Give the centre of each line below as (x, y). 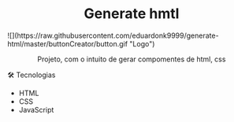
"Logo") (142, 43)
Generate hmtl (132, 14)
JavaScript (36, 109)
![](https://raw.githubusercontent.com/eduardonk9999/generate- (113, 35)
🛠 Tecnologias (32, 75)
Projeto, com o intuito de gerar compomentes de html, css (132, 59)
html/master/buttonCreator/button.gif (67, 43)
